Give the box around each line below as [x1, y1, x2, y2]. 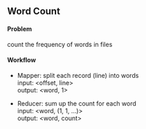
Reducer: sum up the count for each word [17, 99, 137, 108]
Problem [7, 24, 33, 33]
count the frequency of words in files [7, 40, 113, 48]
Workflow [7, 56, 37, 64]
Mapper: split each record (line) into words [17, 71, 139, 79]
